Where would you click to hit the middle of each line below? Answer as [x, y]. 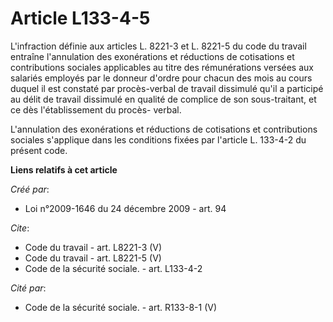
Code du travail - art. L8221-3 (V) [93, 247]
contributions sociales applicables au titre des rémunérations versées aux [162, 67]
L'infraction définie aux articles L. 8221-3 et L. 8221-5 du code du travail [158, 46]
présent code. [39, 150]
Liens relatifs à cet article [64, 169]
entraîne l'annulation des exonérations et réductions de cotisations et [152, 56]
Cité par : [28, 288]
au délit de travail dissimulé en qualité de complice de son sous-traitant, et [163, 99]
